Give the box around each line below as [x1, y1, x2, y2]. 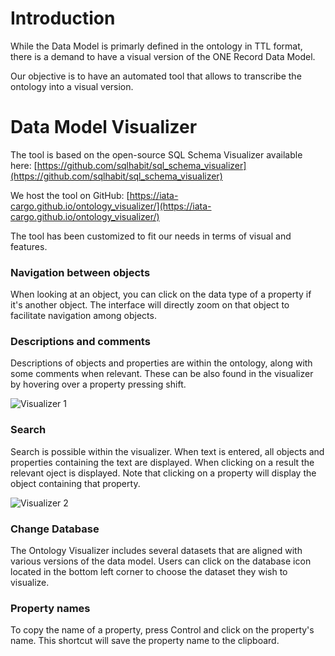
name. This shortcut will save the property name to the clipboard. [10, 635, 280, 647]
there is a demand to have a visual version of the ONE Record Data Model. [10, 50, 316, 62]
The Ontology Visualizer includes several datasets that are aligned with [10, 545, 303, 557]
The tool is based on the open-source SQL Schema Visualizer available [10, 148, 303, 161]
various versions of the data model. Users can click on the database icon [10, 555, 312, 567]
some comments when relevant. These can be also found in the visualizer [10, 368, 314, 380]
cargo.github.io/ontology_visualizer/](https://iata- [10, 200, 212, 212]
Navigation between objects [10, 265, 151, 279]
